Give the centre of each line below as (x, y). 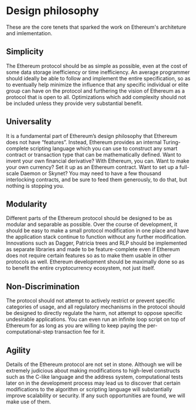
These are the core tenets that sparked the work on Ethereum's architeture (96, 27)
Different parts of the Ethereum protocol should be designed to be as (89, 218)
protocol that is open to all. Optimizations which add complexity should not (96, 97)
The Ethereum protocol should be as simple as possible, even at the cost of (97, 66)
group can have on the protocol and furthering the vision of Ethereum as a (96, 91)
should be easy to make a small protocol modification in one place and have (97, 231)
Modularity (27, 204)
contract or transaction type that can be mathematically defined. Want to (94, 154)
